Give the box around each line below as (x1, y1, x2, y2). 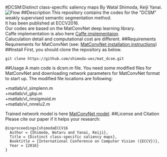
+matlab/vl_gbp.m (5, 91, 42, 96)
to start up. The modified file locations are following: (5, 76, 113, 81)
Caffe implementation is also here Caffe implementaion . (5, 31, 120, 36)
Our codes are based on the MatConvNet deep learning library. (5, 25, 135, 31)
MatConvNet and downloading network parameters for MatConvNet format (5, 70, 160, 76)
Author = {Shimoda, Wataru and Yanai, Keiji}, (9, 130, 108, 135)
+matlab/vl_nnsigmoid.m (5, 96, 56, 102)
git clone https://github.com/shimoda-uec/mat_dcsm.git (5, 56, 124, 61)
